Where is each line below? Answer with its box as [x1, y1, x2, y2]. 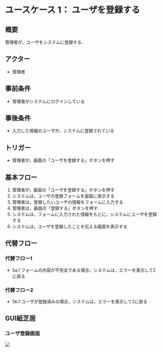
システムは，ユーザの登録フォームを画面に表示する [12, 193, 115, 199]
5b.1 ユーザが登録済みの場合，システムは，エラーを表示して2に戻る [12, 299, 148, 305]
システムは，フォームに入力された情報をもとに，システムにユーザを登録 [12, 211, 157, 217]
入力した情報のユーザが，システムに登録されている [12, 128, 115, 134]
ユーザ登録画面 [5, 330, 40, 337]
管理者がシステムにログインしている [12, 98, 85, 104]
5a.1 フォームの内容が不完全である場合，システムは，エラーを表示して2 [12, 267, 156, 273]
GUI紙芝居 [5, 314, 36, 323]
